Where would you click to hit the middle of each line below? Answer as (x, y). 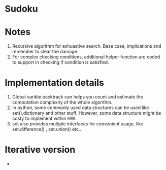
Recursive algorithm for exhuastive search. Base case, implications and (87, 46)
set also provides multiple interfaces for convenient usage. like (77, 124)
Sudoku (22, 9)
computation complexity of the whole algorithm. (62, 103)
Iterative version (40, 150)
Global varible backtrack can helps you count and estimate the (77, 97)
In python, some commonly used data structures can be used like (80, 108)
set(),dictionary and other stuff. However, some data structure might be (87, 113)
